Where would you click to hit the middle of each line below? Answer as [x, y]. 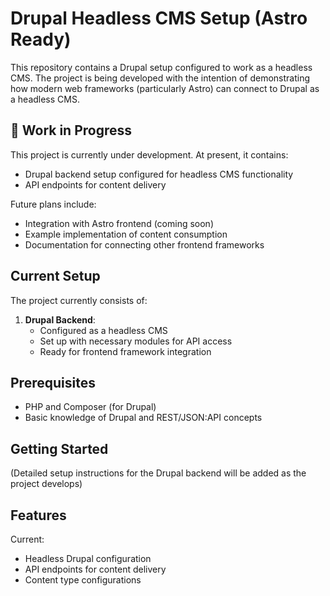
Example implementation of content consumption [126, 234]
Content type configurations [83, 580]
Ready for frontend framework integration [125, 351]
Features [38, 515]
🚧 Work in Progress [71, 130]
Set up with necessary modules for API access [136, 341]
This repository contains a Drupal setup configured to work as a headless [161, 67]
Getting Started [59, 448]
